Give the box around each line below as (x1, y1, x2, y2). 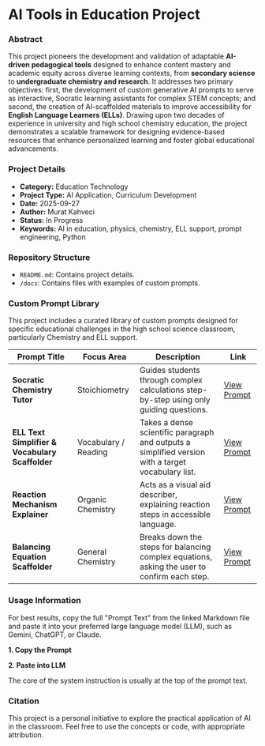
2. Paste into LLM (8, 660, 66, 669)
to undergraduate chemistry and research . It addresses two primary (8, 77, 233, 86)
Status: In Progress (19, 215, 84, 224)
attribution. (8, 729, 44, 740)
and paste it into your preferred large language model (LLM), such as (8, 621, 233, 631)
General (77, 547, 107, 558)
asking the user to (139, 561, 207, 572)
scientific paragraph (139, 427, 215, 438)
